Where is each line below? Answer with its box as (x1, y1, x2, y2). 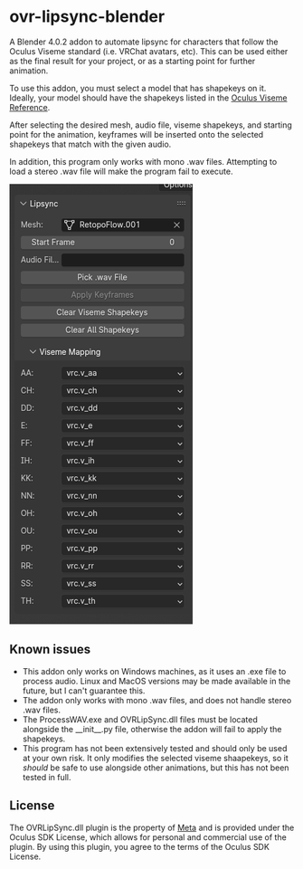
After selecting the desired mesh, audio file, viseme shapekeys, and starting (9, 119, 292, 130)
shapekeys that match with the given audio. (9, 138, 172, 149)
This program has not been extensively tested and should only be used (22, 742, 288, 753)
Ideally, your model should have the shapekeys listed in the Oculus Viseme (9, 92, 288, 103)
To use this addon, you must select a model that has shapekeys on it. (9, 82, 267, 93)
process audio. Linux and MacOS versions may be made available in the (22, 675, 291, 686)
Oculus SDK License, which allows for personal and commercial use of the (9, 831, 287, 843)
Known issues (9, 642, 91, 657)
